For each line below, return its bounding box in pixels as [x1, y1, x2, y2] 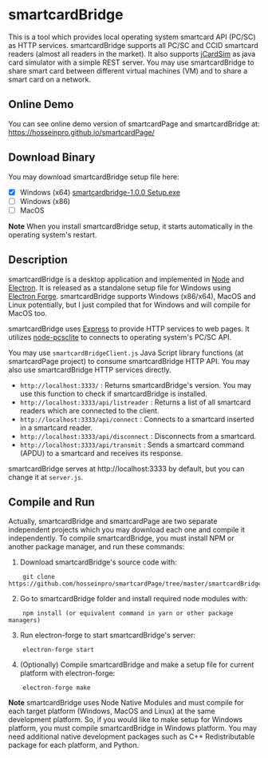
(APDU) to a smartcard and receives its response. [19, 448, 183, 457]
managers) [8, 616, 41, 624]
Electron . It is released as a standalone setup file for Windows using [8, 282, 231, 293]
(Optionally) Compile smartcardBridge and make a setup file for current [19, 660, 254, 669]
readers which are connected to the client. [19, 405, 160, 415]
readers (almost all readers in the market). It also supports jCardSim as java [8, 49, 256, 58]
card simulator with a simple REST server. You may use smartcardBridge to [8, 58, 254, 67]
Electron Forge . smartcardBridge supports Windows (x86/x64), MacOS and [8, 291, 257, 301]
